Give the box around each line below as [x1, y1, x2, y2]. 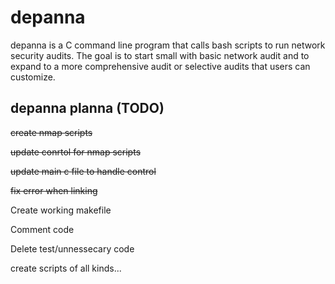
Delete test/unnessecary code [10, 242, 135, 255]
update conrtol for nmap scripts [10, 146, 142, 158]
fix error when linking [10, 184, 98, 196]
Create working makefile [10, 204, 112, 216]
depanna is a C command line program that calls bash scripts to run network [10, 39, 326, 51]
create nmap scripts [10, 126, 93, 138]
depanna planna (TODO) [10, 100, 165, 117]
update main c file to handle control [10, 165, 157, 177]
